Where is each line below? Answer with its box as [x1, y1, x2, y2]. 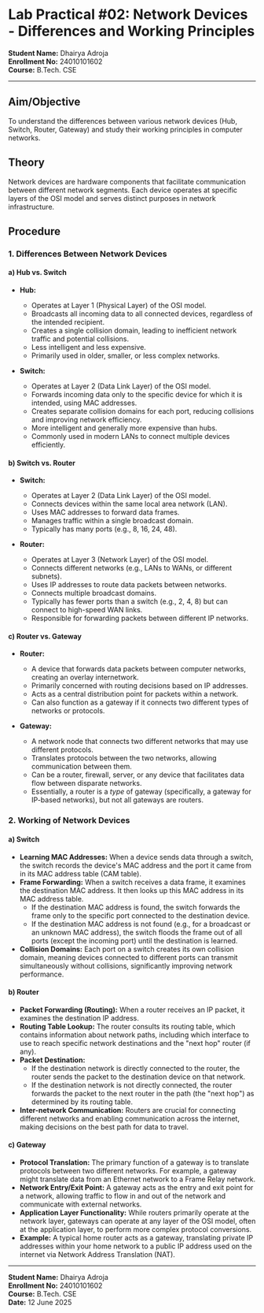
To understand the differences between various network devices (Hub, [8, 116, 238, 125]
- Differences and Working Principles [8, 22, 255, 40]
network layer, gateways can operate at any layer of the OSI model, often [19, 1216, 256, 1226]
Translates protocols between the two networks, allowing [31, 753, 218, 763]
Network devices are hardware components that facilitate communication [8, 177, 246, 186]
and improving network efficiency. [31, 415, 142, 425]
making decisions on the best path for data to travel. [19, 1121, 189, 1132]
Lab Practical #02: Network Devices [8, 6, 248, 24]
